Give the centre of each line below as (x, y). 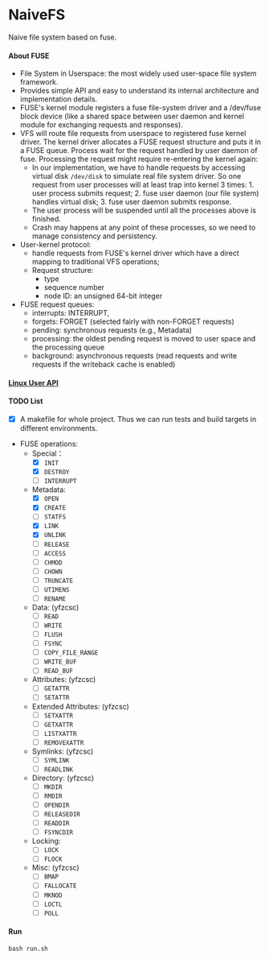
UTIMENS (57, 589)
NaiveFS (37, 15)
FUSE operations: (49, 444)
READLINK (59, 769)
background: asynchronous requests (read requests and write (134, 356)
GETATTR (57, 689)
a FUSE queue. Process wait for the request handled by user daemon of (139, 151)
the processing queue (68, 347)
